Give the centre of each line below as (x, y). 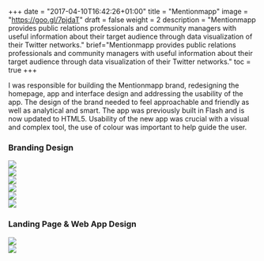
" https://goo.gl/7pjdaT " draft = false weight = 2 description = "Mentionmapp (132, 20)
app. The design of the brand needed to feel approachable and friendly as (129, 102)
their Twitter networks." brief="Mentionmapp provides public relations (122, 45)
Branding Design (41, 147)
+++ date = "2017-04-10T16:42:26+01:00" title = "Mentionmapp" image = (128, 11)
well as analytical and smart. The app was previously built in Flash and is (126, 110)
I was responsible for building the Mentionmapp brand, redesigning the (124, 85)
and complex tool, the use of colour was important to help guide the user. (128, 127)
